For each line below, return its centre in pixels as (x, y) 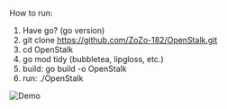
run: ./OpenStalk (53, 78)
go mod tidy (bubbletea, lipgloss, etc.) (93, 59)
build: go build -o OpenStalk (75, 68)
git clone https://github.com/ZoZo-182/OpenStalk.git (120, 40)
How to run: (31, 13)
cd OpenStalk (48, 50)
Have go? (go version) (64, 30)
